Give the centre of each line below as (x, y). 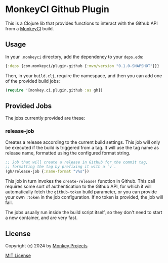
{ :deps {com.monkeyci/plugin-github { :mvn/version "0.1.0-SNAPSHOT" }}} (82, 66)
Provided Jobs (29, 106)
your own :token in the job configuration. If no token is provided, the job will (84, 197)
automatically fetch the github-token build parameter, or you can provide (81, 192)
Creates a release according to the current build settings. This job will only (83, 142)
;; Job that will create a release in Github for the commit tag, (77, 162)
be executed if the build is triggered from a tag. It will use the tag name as (82, 147)
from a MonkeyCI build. (30, 28)
